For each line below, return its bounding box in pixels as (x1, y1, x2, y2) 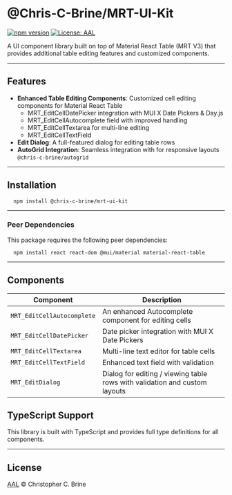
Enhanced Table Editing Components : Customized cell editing (17, 94, 197, 102)
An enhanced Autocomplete (102, 306, 193, 316)
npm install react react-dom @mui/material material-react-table (13, 249, 206, 256)
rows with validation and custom (102, 377, 207, 387)
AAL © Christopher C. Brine (7, 480, 86, 489)
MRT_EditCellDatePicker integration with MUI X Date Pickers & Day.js (27, 109, 224, 117)
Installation (7, 179, 57, 192)
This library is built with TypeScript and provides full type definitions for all (7, 428, 219, 436)
